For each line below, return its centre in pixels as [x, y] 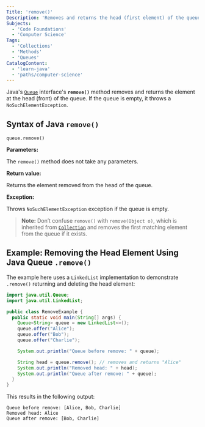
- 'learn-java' [31, 69]
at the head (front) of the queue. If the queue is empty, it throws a [89, 98]
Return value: [24, 173]
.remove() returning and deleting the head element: [71, 284]
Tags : [13, 40]
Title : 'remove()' [30, 12]
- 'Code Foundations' [39, 29]
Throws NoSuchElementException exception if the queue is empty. [88, 209]
